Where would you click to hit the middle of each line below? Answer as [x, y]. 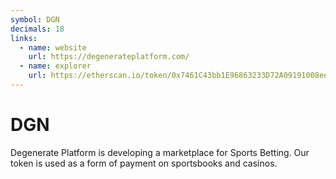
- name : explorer [55, 66]
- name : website [53, 47]
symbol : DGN [35, 19]
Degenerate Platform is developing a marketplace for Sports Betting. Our [160, 152]
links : [24, 38]
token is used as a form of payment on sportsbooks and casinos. [144, 163]
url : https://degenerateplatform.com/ [109, 57]
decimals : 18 [37, 29]
